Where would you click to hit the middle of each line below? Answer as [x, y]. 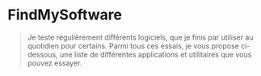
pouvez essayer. [55, 63]
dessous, [42, 54]
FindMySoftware [65, 15]
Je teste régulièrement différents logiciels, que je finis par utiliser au [140, 37]
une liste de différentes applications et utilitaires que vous [156, 54]
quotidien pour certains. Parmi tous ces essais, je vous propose [133, 45]
